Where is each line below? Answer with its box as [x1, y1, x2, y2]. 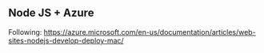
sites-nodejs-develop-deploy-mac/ [8, 36, 124, 45]
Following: [8, 27, 42, 36]
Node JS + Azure [8, 6, 94, 20]
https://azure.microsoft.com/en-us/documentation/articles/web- [43, 27, 256, 36]
